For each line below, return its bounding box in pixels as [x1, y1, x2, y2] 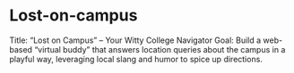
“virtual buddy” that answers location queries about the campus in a [34, 44, 286, 54]
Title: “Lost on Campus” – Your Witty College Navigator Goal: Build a [9, 35, 262, 45]
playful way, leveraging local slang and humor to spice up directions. [9, 53, 263, 64]
